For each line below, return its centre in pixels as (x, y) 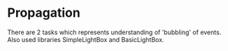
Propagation (44, 13)
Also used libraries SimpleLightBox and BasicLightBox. (86, 39)
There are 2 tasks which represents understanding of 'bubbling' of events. (114, 32)
